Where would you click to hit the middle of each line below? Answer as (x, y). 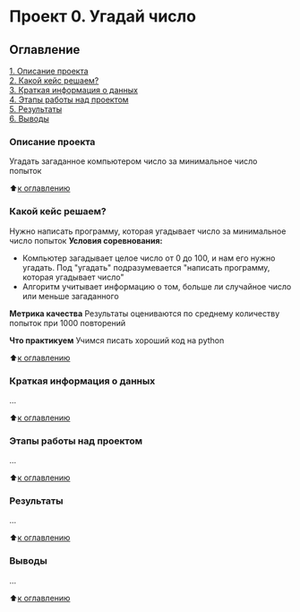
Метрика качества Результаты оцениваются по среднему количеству (145, 313)
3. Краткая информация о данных (74, 90)
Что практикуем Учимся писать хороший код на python (117, 340)
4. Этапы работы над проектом (69, 99)
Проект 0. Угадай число (103, 17)
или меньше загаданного (70, 296)
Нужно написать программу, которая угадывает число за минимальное (148, 231)
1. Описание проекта (49, 71)
